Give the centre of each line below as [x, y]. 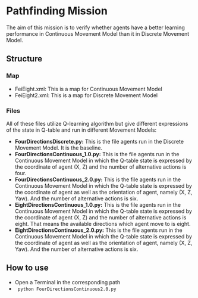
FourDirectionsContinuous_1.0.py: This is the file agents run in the [97, 154]
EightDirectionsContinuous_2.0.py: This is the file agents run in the [98, 230]
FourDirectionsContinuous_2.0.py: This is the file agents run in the [98, 179]
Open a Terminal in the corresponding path [67, 282]
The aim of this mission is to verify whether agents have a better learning [96, 27]
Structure [24, 59]
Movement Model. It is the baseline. [59, 148]
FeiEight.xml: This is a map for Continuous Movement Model [88, 89]
